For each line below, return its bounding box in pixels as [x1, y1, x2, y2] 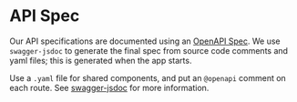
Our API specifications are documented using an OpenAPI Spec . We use [9, 36, 281, 46]
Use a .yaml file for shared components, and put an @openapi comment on [9, 72, 287, 83]
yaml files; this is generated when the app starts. [9, 55, 192, 66]
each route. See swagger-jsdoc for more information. [9, 82, 210, 93]
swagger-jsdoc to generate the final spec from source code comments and [9, 45, 289, 56]
